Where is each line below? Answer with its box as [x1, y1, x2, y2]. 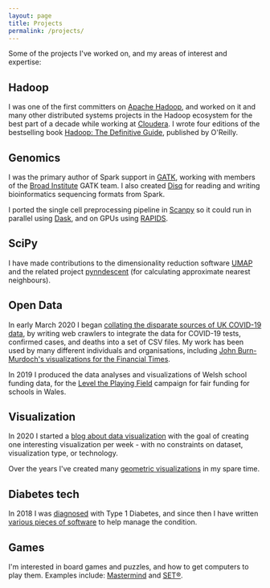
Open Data [8, 298, 63, 312]
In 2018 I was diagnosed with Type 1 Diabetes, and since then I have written [8, 508, 259, 519]
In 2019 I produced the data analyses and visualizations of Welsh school [8, 369, 247, 379]
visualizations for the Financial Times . [45, 354, 171, 364]
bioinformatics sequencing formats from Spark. [8, 190, 166, 199]
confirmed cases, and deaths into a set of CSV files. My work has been [8, 337, 244, 347]
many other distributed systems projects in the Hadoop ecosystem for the [8, 110, 253, 121]
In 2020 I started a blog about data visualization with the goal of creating [8, 431, 249, 441]
